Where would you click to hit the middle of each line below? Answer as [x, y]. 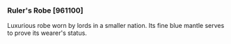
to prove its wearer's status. [47, 33]
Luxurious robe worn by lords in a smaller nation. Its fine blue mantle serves [116, 26]
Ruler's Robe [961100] [45, 10]
